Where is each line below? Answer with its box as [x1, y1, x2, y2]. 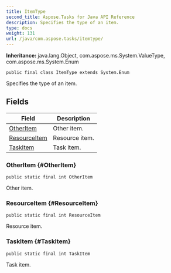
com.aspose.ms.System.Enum [6, 58, 79, 65]
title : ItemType [6, 8, 46, 15]
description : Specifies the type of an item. [6, 19, 119, 25]
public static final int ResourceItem [6, 213, 101, 218]
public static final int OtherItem [6, 174, 93, 180]
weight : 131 [6, 31, 35, 36]
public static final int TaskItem [6, 251, 91, 257]
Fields [6, 97, 29, 107]
